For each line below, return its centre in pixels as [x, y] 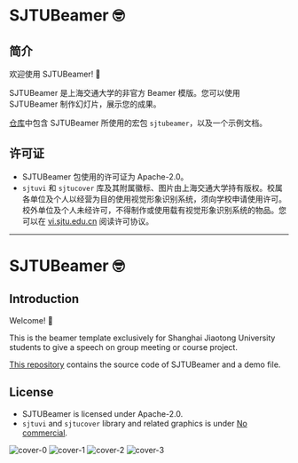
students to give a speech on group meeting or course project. [123, 347]
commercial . [45, 433]
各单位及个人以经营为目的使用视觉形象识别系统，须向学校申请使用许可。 [154, 199]
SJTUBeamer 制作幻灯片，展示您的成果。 [85, 104]
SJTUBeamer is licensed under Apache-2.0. [102, 413]
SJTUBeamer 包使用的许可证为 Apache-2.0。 [105, 176]
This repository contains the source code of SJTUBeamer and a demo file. [145, 364]
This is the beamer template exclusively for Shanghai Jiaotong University [142, 338]
